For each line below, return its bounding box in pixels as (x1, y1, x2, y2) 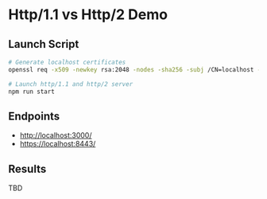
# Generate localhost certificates (8, 58, 126, 66)
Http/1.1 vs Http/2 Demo (8, 6, 168, 24)
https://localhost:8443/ (19, 139, 96, 149)
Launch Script (8, 37, 79, 51)
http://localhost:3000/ (19, 131, 92, 140)
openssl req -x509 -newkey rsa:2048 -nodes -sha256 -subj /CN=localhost (8, 65, 254, 73)
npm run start (8, 88, 56, 96)
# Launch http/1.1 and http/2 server (8, 80, 133, 88)
